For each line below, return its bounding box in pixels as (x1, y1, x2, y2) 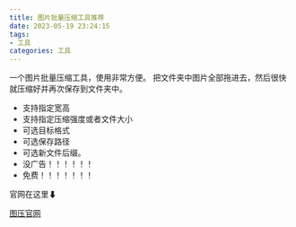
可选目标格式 (22, 125, 70, 135)
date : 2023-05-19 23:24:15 (9, 22, 110, 31)
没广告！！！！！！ (22, 159, 94, 170)
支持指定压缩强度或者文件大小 (22, 114, 133, 125)
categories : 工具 (9, 47, 72, 56)
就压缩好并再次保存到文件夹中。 (9, 83, 127, 94)
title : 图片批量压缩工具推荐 (9, 13, 105, 22)
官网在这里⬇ (9, 189, 57, 200)
